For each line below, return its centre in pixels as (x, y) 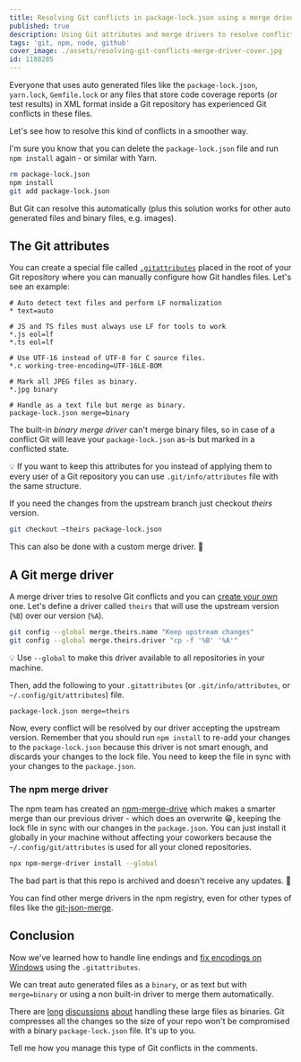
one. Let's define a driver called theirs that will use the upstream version (144, 606)
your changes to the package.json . (73, 766)
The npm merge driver (59, 789)
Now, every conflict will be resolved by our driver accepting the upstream (145, 728)
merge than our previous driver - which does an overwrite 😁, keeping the (145, 819)
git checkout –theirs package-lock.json (86, 530)
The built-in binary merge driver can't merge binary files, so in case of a (142, 430)
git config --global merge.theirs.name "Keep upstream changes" (132, 633)
